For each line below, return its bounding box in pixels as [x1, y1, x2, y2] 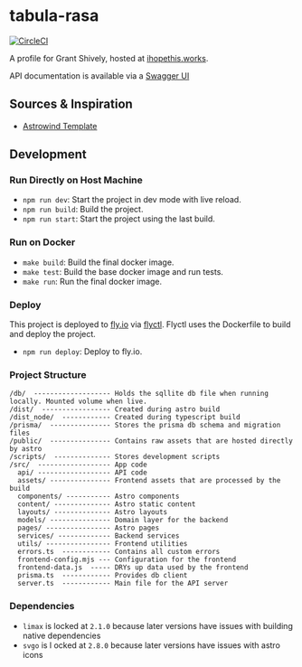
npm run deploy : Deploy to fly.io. [22, 346, 143, 357]
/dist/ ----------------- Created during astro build [9, 405, 221, 414]
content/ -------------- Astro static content [17, 500, 196, 509]
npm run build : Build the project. [22, 204, 144, 215]
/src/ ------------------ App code [9, 460, 147, 470]
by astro [9, 445, 42, 454]
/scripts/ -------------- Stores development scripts [9, 453, 221, 462]
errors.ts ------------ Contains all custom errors [17, 548, 221, 557]
